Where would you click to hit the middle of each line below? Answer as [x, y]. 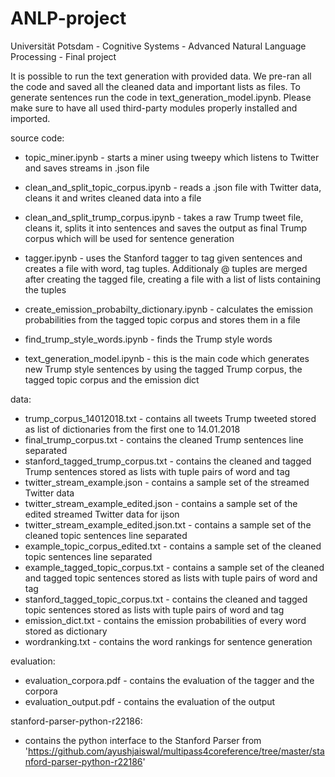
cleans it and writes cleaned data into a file [113, 198]
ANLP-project [68, 18]
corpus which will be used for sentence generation [129, 238]
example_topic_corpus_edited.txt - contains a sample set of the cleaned [173, 546]
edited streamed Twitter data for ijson [102, 514]
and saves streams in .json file [87, 168]
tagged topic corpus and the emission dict [112, 379]
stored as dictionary [66, 631]
